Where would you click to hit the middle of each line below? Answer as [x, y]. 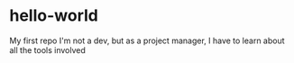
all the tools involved [47, 49]
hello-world [54, 16]
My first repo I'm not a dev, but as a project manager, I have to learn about [147, 40]
